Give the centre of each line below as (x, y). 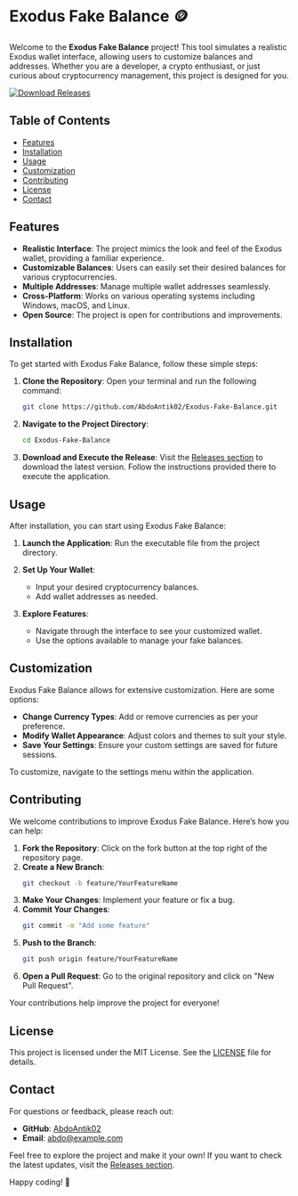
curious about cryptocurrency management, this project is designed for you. (149, 75)
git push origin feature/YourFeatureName (100, 959)
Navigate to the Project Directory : (85, 424)
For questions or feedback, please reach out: (92, 1111)
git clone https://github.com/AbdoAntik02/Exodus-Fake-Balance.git (149, 407)
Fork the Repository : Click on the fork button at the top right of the (145, 848)
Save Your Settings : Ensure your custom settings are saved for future (150, 744)
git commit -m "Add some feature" (86, 926)
